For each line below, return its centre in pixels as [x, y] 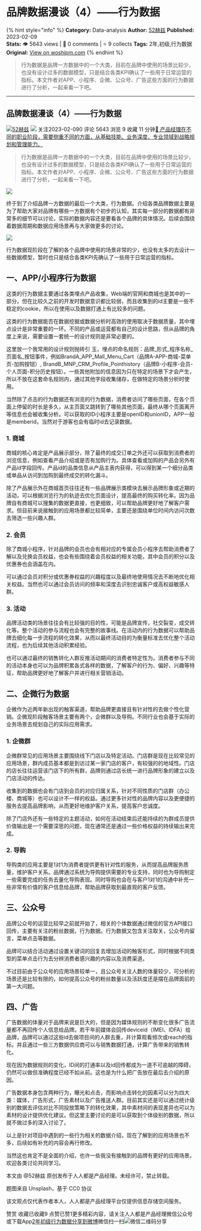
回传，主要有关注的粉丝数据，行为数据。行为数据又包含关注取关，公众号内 [98, 931]
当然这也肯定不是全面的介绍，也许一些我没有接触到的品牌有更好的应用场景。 [100, 1156]
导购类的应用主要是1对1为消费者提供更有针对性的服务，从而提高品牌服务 [95, 864]
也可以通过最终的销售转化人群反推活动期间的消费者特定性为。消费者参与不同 [100, 658]
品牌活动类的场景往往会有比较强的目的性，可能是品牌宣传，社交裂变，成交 [98, 623]
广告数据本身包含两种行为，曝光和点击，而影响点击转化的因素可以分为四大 [98, 1093]
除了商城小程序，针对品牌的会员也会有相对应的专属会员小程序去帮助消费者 [98, 549]
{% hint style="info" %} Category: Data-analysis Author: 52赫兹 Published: [100, 30]
